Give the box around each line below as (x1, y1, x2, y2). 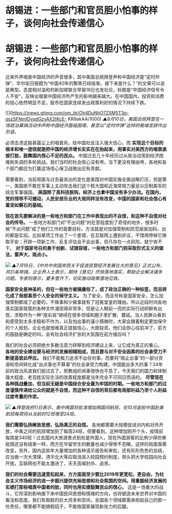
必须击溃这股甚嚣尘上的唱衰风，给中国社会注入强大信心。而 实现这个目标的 (5, 140, 164, 146)
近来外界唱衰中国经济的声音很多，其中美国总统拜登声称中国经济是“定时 (5, 74, 156, 80)
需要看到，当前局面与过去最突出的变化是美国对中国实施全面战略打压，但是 (5, 176, 162, 182)
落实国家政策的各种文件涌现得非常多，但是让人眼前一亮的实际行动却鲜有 (5, 305, 158, 311)
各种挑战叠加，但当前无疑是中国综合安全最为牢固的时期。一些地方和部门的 (5, 381, 162, 387)
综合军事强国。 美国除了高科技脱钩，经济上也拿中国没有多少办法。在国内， (5, 189, 164, 195)
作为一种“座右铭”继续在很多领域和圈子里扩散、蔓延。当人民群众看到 (23, 312, 166, 318)
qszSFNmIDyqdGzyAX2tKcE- (5, 116, 67, 122)
